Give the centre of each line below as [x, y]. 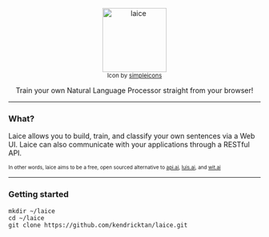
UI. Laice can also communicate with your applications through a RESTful [129, 145]
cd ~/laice [26, 218]
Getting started [39, 195]
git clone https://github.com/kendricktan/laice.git [98, 225]
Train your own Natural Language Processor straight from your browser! [134, 90]
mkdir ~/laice [32, 211]
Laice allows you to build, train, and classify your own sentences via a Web [132, 136]
